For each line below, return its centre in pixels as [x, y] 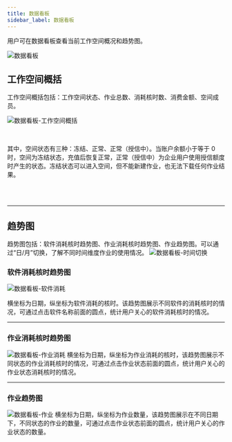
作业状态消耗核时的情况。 [43, 372]
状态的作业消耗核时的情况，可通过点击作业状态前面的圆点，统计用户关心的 [119, 363]
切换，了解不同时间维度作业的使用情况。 [90, 253]
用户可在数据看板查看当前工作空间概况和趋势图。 [77, 41]
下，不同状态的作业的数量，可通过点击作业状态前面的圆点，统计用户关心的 [113, 423]
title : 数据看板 [28, 14]
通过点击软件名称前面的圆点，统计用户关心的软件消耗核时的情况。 [119, 312]
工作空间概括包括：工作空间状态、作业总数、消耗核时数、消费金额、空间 [110, 97]
